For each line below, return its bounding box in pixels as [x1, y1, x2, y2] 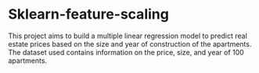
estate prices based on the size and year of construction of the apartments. [8, 39, 252, 48]
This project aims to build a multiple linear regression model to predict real [8, 31, 248, 40]
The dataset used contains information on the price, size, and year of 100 [8, 47, 244, 57]
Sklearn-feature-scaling [8, 5, 170, 23]
